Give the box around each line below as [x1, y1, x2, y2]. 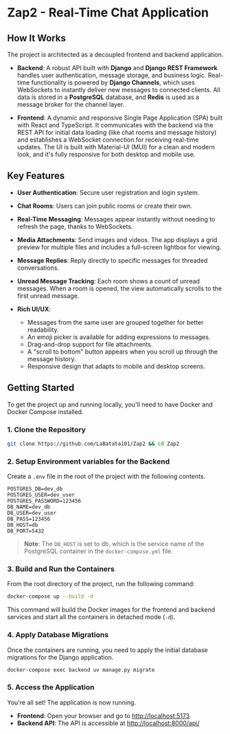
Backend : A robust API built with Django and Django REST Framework [16, 64, 218, 72]
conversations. [16, 263, 60, 272]
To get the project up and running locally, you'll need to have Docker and [7, 400, 213, 409]
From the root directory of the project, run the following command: [7, 580, 195, 588]
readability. [27, 325, 60, 334]
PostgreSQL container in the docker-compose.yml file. [23, 547, 173, 555]
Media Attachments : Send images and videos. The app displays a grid [16, 235, 218, 244]
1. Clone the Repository [7, 424, 86, 434]
